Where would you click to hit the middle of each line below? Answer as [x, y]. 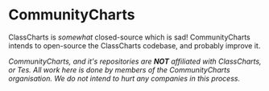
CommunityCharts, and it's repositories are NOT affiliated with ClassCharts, [135, 61]
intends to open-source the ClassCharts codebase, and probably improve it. [134, 45]
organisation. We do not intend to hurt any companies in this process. [124, 78]
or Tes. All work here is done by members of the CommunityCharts [120, 69]
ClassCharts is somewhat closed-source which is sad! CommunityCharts [130, 37]
